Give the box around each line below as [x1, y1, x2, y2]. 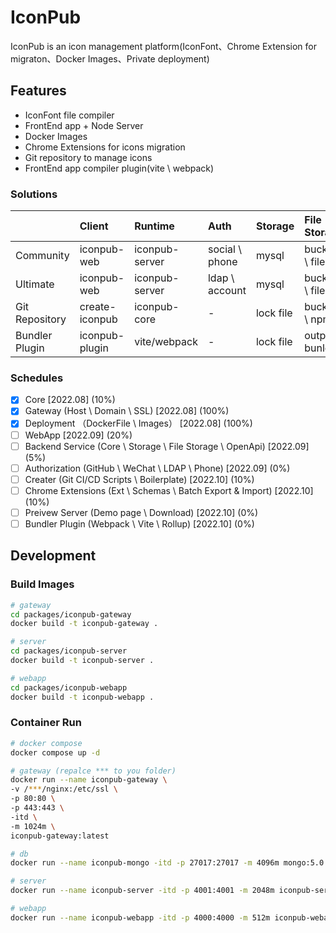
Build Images [10, 577, 75, 591]
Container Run [10, 716, 82, 730]
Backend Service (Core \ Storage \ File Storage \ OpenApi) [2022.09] [24, 440, 310, 452]
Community [15, 249, 70, 263]
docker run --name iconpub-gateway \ [10, 775, 168, 785]
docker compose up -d [10, 747, 101, 758]
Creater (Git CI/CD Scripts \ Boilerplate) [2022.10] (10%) [24, 473, 255, 485]
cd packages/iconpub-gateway [10, 609, 132, 620]
